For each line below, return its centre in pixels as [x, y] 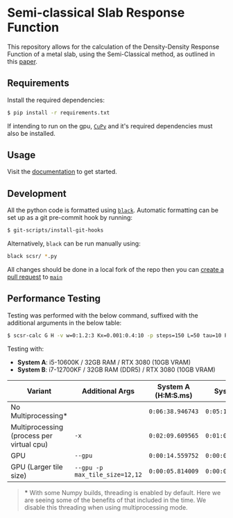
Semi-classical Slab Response [96, 13]
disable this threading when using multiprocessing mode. [106, 507]
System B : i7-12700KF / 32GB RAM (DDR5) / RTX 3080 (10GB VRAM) [116, 370]
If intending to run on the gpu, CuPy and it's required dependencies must [110, 126]
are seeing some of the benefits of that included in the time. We [115, 500]
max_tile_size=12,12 [108, 474]
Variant [39, 391]
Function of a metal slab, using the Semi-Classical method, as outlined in [111, 54]
